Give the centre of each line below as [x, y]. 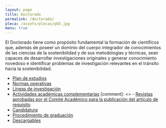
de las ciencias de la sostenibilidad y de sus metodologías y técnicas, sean [82, 53]
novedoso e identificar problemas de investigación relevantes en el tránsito [82, 64]
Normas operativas [32, 84]
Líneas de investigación [37, 89]
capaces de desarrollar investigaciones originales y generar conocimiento [81, 58]
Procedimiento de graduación [43, 115]
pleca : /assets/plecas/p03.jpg [38, 24]
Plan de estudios [30, 78]
